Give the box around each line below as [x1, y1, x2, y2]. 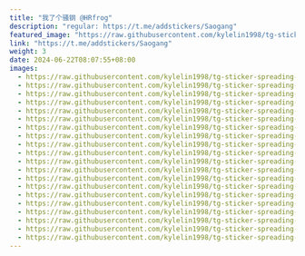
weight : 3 [9, 47, 47, 56]
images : [9, 64, 39, 74]
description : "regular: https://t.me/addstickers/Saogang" [9, 22, 238, 31]
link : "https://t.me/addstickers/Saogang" [9, 38, 172, 48]
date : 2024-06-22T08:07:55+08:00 [9, 55, 136, 64]
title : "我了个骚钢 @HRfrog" [9, 13, 113, 23]
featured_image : [9, 30, 71, 39]
